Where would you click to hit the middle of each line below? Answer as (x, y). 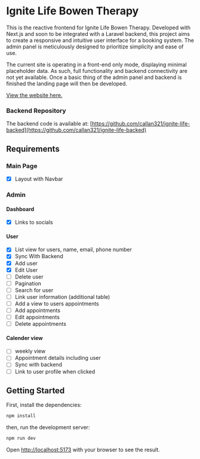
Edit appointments (37, 317)
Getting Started (36, 391)
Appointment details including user (58, 358)
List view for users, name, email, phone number (73, 250)
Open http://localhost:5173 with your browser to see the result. (83, 450)
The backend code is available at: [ (49, 124)
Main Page (22, 166)
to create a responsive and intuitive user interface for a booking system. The (100, 40)
